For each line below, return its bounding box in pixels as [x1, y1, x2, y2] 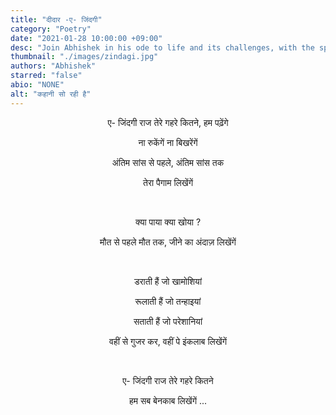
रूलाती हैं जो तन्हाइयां [134, 295, 202, 307]
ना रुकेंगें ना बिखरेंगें [138, 136, 198, 148]
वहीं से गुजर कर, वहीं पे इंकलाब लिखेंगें [109, 335, 227, 347]
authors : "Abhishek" [10, 61, 97, 71]
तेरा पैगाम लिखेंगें [142, 176, 194, 188]
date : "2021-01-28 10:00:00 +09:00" [10, 33, 163, 43]
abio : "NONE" [10, 80, 65, 90]
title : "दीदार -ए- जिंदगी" [10, 14, 103, 25]
